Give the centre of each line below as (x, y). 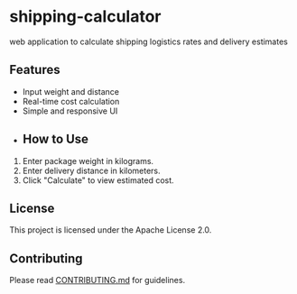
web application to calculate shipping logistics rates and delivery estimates (149, 41)
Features (35, 70)
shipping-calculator (85, 17)
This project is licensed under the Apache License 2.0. (111, 230)
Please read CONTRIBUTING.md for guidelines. (97, 280)
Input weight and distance (71, 91)
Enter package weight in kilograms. (88, 161)
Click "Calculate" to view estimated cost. (98, 180)
